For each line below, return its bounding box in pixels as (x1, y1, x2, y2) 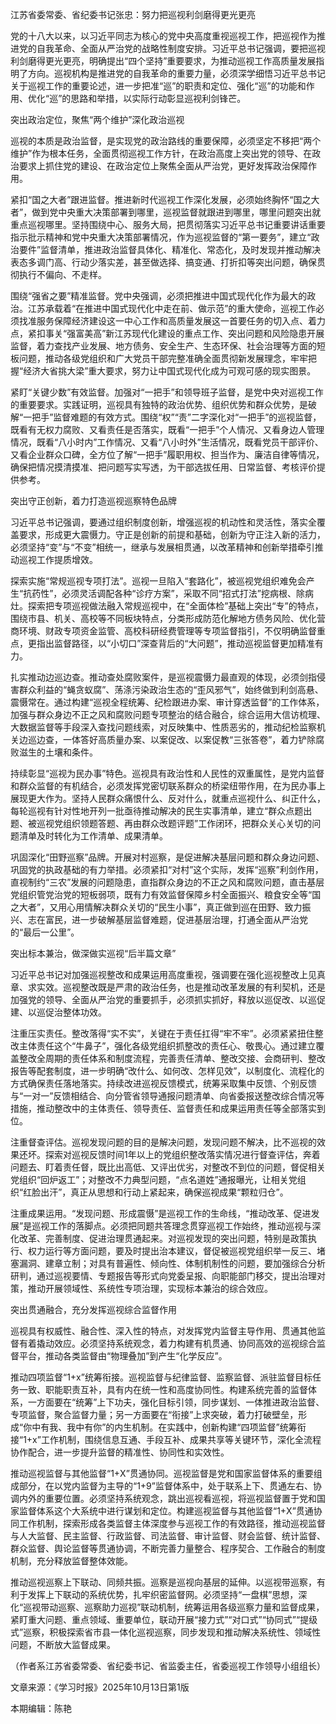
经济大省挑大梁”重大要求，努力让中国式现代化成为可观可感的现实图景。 (23, 365, 317, 377)
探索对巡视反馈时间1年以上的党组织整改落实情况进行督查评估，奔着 (44, 1149, 321, 1160)
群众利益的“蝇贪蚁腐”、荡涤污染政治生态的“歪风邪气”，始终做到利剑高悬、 (18, 684, 324, 695)
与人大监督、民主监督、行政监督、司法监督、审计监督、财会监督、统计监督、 (10, 1530, 326, 1542)
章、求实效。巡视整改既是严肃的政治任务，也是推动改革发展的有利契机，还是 (10, 981, 326, 993)
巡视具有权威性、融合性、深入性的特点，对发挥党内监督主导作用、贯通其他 (10, 1325, 317, 1337)
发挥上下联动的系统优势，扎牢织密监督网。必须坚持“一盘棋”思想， (27, 1589, 299, 1600)
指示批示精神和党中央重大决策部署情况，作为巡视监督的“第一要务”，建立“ (10, 231, 312, 243)
